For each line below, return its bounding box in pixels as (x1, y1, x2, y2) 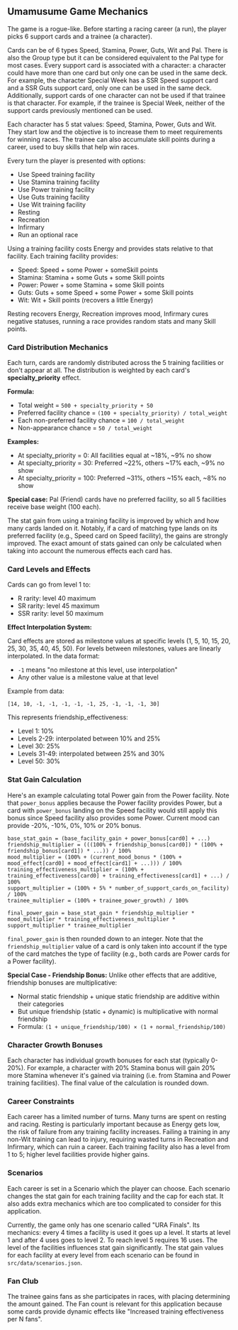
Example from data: (7, 687, 65, 695)
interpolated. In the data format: (7, 652, 101, 660)
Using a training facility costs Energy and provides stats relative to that (7, 244, 214, 253)
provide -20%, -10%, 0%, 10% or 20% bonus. (7, 821, 142, 829)
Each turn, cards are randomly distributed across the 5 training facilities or (7, 359, 225, 367)
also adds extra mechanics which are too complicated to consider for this (7, 1199, 222, 1208)
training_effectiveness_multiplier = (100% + (7, 866, 144, 873)
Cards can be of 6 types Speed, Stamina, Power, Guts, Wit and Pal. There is (7, 45, 228, 54)
